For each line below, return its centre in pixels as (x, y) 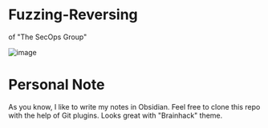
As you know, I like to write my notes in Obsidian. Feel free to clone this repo (134, 106)
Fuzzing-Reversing (73, 15)
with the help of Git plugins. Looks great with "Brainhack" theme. (116, 115)
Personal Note (57, 85)
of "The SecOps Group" (48, 37)
